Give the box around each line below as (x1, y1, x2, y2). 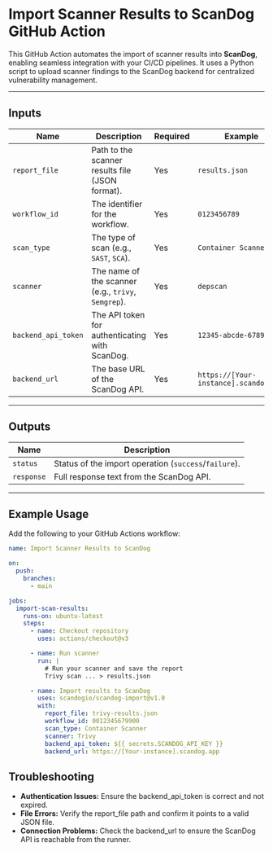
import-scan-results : (15, 604, 89, 612)
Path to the (91, 144, 133, 156)
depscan (197, 282, 227, 291)
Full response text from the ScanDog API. (54, 471, 211, 482)
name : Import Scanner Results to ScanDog (8, 545, 151, 553)
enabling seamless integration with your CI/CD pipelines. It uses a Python (8, 58, 254, 68)
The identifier (91, 198, 143, 209)
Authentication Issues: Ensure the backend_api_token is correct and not (19, 792, 264, 801)
